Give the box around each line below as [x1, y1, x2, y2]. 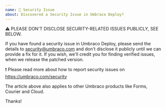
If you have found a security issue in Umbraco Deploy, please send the [5, 40, 151, 46]
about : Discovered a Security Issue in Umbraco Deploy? [5, 12, 124, 17]
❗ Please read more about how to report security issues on [5, 66, 125, 72]
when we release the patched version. [5, 56, 84, 62]
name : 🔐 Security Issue [5, 7, 55, 12]
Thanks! [5, 98, 22, 104]
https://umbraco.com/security [5, 73, 67, 80]
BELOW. [5, 31, 22, 37]
